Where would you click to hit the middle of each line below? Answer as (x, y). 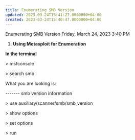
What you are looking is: (31, 84)
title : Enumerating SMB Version (40, 10)
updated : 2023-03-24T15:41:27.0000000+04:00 (53, 15)
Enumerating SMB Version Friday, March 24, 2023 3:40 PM (68, 34)
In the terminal (21, 54)
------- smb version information (39, 94)
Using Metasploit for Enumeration (49, 44)
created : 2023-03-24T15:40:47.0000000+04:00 (53, 19)
